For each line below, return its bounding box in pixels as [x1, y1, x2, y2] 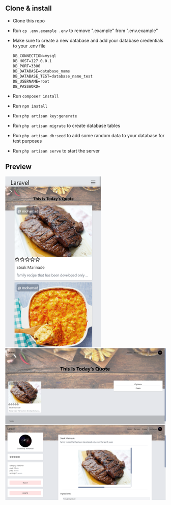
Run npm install [12, 103, 48, 109]
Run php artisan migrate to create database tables [12, 122, 121, 129]
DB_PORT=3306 [12, 63, 41, 68]
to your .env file [12, 43, 46, 49]
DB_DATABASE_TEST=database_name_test [12, 73, 93, 79]
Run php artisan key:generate [12, 112, 77, 119]
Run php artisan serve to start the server [12, 147, 100, 154]
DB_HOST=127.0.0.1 [12, 58, 52, 63]
